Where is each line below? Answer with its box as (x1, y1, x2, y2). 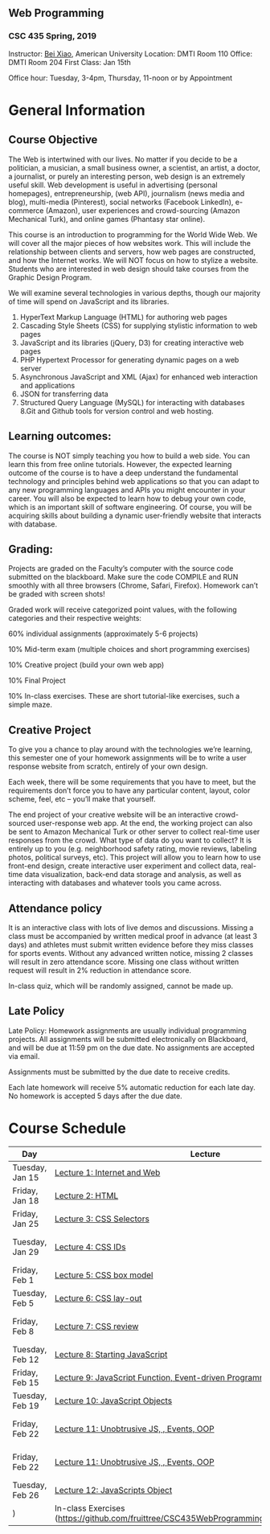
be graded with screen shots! (8, 589, 106, 599)
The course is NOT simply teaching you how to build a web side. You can (8, 450, 251, 461)
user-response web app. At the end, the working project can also (37, 818, 253, 828)
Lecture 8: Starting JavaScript (55, 1348, 168, 1360)
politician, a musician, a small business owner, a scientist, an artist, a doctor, (8, 162, 261, 172)
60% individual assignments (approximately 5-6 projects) (8, 629, 198, 638)
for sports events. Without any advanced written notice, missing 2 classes (8, 948, 253, 958)
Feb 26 (12, 1489, 39, 1500)
